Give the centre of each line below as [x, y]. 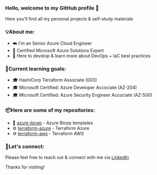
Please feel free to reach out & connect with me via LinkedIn [67, 157]
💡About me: [20, 32]
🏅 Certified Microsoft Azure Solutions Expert [58, 50]
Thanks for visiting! [25, 167]
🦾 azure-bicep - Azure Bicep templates [53, 123]
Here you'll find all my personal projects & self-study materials [69, 19]
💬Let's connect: [25, 146]
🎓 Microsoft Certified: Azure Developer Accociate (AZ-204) [74, 87]
